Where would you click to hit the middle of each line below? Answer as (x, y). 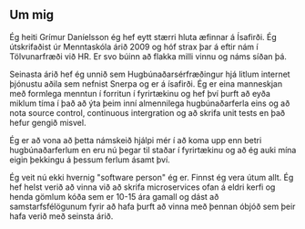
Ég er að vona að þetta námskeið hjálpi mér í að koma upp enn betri (136, 140)
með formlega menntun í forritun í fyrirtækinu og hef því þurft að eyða (140, 93)
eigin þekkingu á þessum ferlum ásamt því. (90, 160)
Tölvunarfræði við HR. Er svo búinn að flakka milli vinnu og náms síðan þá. (148, 56)
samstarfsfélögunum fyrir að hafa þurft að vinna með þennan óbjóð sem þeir (152, 206)
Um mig (32, 15)
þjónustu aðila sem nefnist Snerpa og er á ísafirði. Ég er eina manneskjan (146, 83)
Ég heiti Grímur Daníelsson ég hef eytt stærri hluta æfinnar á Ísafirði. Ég (143, 36)
